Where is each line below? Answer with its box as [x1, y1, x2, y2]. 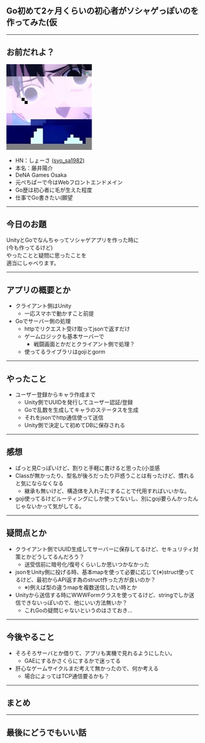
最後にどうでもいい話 [6, 727, 87, 737]
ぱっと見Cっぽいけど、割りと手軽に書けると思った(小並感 [15, 464, 160, 471]
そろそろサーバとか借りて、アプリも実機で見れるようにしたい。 [15, 649, 176, 657]
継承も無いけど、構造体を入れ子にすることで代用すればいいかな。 [24, 487, 190, 495]
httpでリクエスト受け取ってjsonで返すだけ [24, 325, 131, 332]
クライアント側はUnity [15, 302, 72, 310]
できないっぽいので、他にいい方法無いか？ [20, 599, 128, 606]
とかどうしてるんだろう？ [20, 553, 85, 560]
